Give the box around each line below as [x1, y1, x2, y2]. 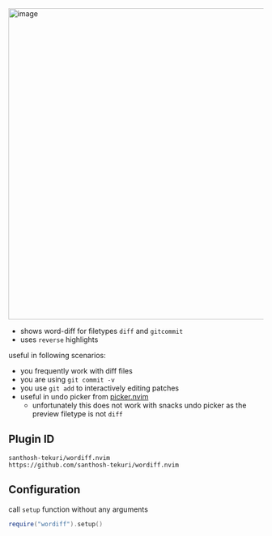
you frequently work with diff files [19, 366, 134, 375]
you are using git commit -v [19, 375, 115, 384]
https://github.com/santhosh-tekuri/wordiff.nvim [8, 461, 180, 469]
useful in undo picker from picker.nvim [19, 392, 149, 401]
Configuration [8, 483, 81, 496]
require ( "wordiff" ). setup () [8, 520, 104, 528]
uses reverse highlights [19, 335, 99, 344]
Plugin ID [8, 433, 55, 446]
